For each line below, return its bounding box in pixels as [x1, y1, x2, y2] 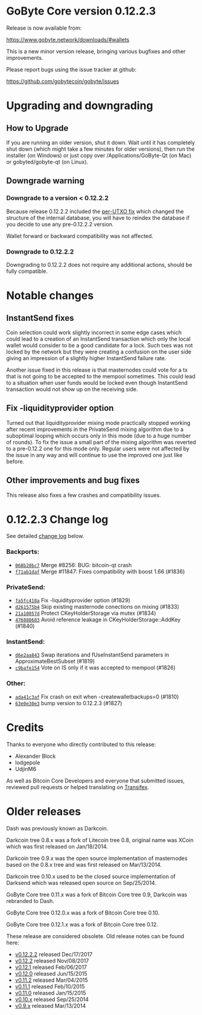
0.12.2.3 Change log [6, 513, 109, 526]
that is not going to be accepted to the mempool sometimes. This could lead [6, 372, 196, 379]
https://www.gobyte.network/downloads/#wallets [6, 36, 130, 43]
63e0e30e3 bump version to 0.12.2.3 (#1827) [14, 699, 122, 706]
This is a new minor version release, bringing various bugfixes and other [6, 47, 186, 55]
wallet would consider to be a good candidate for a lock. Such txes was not [6, 341, 193, 349]
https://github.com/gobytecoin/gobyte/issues [6, 77, 119, 85]
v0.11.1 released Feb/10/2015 [14, 982, 86, 990]
